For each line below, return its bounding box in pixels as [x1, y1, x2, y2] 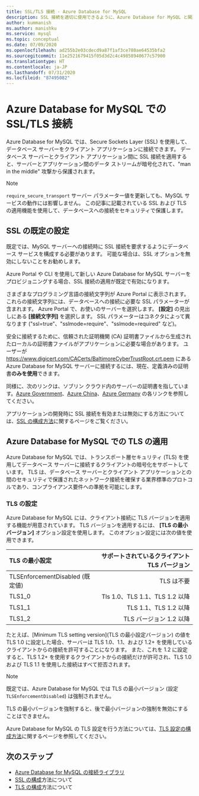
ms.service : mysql [6, 31, 52, 37]
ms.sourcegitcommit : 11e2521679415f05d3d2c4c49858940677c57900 [6, 53, 166, 59]
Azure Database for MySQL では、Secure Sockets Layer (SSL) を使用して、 [6, 138, 191, 146]
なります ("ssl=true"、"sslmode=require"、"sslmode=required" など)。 [6, 320, 180, 327]
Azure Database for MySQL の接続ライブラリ [14, 768, 125, 776]
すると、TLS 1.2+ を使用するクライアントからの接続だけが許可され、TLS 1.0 [6, 653, 192, 660]
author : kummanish [6, 20, 52, 26]
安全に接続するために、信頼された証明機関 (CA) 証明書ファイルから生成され [6, 332, 191, 339]
